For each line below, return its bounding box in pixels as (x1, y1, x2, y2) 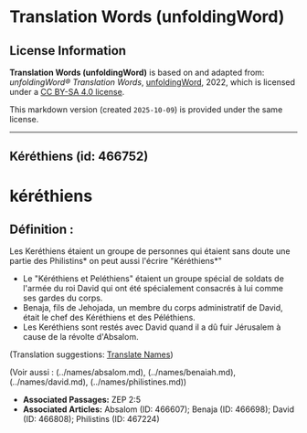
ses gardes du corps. (22, 292, 103, 303)
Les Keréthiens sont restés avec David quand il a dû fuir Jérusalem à (22, 322, 281, 333)
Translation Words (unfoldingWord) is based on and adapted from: (9, 67, 265, 78)
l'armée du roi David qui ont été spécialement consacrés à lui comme (22, 283, 283, 294)
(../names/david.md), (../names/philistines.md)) (9, 376, 187, 387)
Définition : (9, 221, 74, 237)
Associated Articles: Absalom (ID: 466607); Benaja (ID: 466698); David (22, 404, 295, 415)
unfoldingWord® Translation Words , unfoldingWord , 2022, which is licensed (9, 77, 295, 88)
